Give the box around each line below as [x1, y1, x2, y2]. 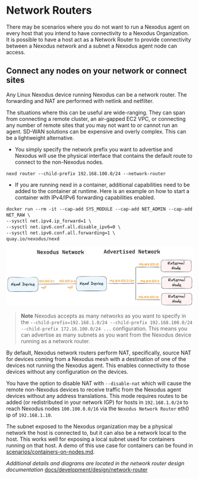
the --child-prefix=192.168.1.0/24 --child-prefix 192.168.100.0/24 [20, 318, 193, 325]
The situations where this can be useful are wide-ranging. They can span [6, 108, 185, 116]
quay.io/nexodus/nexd [6, 236, 60, 242]
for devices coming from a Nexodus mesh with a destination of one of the [6, 355, 187, 362]
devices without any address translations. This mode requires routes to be [6, 392, 188, 399]
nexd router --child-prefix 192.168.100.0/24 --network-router [6, 170, 166, 176]
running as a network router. [20, 337, 90, 344]
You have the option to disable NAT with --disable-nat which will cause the [6, 380, 191, 387]
